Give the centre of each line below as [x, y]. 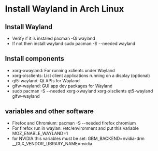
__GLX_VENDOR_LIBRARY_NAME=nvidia [52, 143]
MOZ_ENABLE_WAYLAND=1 [40, 133]
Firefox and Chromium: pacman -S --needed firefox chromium [74, 123]
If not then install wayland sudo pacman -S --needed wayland [74, 44]
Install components [35, 59]
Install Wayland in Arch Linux [65, 9]
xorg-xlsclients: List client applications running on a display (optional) [81, 75]
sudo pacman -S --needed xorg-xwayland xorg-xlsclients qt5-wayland [82, 91]
